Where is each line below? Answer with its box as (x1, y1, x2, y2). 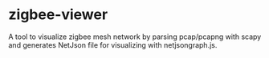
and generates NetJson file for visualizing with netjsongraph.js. (8, 40, 218, 49)
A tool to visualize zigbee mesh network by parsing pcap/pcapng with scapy (8, 32, 262, 41)
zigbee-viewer (8, 6, 108, 24)
